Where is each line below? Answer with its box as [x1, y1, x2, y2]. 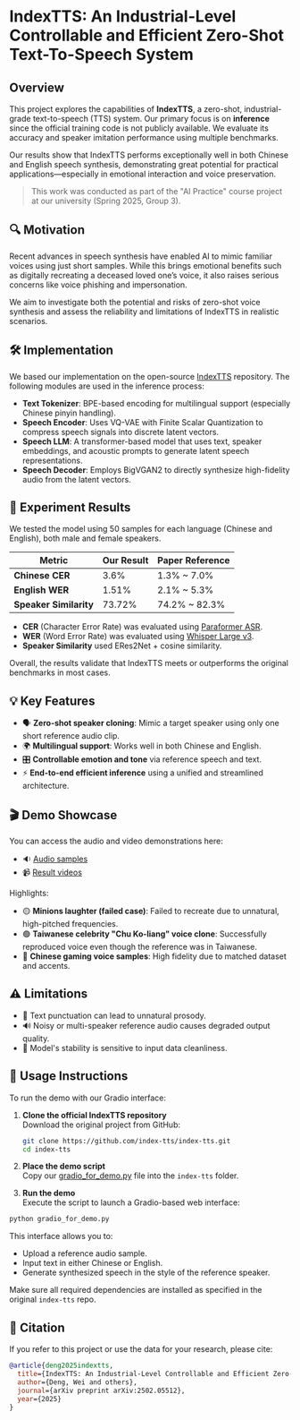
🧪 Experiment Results [9, 500, 131, 516]
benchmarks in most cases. [9, 667, 112, 678]
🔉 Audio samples [21, 853, 88, 865]
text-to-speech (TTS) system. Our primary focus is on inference [32, 114, 271, 124]
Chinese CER [13, 569, 71, 582]
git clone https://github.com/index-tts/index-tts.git [21, 1136, 231, 1145]
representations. [21, 455, 83, 466]
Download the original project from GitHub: [21, 1119, 181, 1130]
